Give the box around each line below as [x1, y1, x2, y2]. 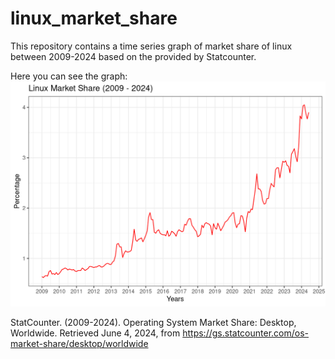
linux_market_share [10, 7, 178, 30]
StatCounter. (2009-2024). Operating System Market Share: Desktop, [10, 316, 297, 328]
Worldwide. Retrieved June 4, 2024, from [10, 327, 181, 339]
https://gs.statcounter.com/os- [182, 327, 309, 339]
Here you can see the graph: [10, 70, 128, 82]
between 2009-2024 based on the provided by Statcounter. [10, 50, 257, 62]
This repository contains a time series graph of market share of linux [10, 40, 293, 52]
